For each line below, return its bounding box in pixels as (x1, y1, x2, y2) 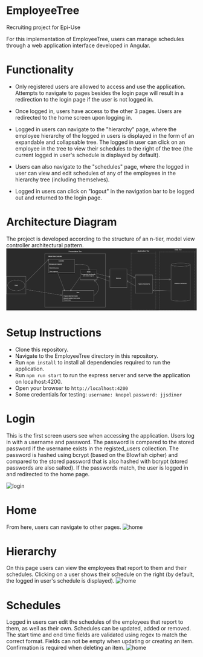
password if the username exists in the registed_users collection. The (6, 445, 179, 452)
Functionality (6, 63, 74, 77)
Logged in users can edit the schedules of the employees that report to (6, 618, 184, 626)
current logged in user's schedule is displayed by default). (14, 151, 160, 158)
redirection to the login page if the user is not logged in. (14, 95, 154, 103)
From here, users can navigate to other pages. (6, 523, 122, 531)
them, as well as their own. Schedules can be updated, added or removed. (6, 625, 192, 632)
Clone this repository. (14, 346, 69, 353)
